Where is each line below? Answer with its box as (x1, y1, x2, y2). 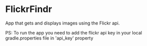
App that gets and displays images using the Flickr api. (5, 20, 120, 26)
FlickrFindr (5, 3, 52, 15)
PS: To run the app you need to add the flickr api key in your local (5, 29, 142, 35)
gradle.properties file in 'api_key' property (5, 35, 94, 41)
